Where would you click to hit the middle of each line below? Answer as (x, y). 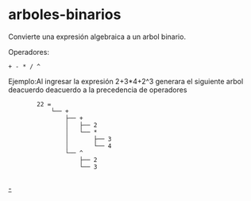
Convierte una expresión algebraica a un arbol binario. (97, 37)
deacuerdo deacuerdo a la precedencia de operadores (98, 90)
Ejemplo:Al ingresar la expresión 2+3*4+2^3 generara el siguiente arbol (126, 81)
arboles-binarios (65, 15)
